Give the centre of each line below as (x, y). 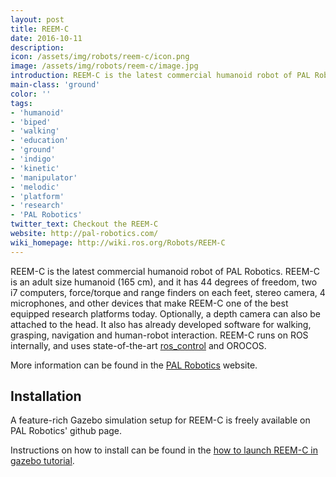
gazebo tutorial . (42, 461)
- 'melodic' (35, 187)
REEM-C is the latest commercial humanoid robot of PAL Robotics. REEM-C (165, 271)
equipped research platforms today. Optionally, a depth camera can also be (165, 313)
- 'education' (40, 141)
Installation (46, 396)
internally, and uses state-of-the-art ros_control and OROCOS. (138, 345)
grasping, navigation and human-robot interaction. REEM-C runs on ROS (159, 335)
